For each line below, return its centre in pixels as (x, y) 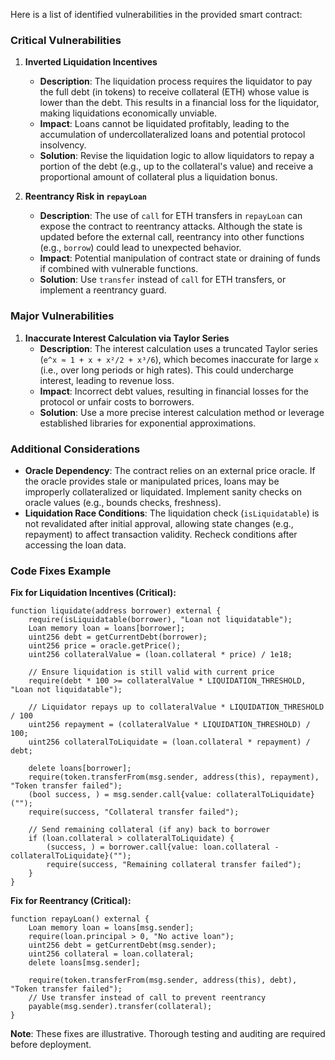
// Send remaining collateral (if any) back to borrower (149, 830)
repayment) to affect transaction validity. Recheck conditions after (161, 534)
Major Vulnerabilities (62, 316)
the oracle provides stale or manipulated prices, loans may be (152, 481)
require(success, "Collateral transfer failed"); (134, 812)
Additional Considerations (75, 449)
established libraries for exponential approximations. (148, 423)
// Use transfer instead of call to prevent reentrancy (147, 998)
